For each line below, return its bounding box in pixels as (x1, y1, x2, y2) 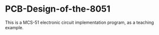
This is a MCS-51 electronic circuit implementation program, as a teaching (5, 19, 154, 25)
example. (5, 24, 23, 30)
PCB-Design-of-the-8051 (5, 3, 111, 15)
